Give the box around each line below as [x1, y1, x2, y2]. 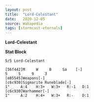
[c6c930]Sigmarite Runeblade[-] [5, 80, 71, 85]
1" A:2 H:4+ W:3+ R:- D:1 [5, 93, 90, 98]
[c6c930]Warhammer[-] [5, 89, 50, 94]
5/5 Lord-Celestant [5, 58, 45, 63]
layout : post [5, 7, 32, 12]
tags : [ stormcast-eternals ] [5, 26, 63, 31]
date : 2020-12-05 [5, 16, 45, 21]
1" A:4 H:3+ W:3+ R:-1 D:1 [5, 85, 90, 90]
